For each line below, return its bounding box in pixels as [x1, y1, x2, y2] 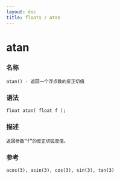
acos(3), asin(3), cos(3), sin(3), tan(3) [6, 167, 115, 173]
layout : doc [6, 8, 36, 15]
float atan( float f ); [6, 108, 66, 114]
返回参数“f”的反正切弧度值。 [6, 138, 69, 144]
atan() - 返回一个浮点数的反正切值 [6, 78, 85, 85]
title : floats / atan [6, 15, 61, 21]
